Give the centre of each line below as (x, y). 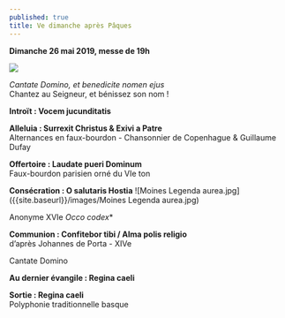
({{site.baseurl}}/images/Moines (67, 200)
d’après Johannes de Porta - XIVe (71, 243)
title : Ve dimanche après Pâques (71, 26)
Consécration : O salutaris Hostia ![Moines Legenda (105, 190)
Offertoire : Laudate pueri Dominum (76, 163)
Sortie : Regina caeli (46, 295)
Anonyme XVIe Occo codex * (61, 216)
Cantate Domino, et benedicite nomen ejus (87, 84)
